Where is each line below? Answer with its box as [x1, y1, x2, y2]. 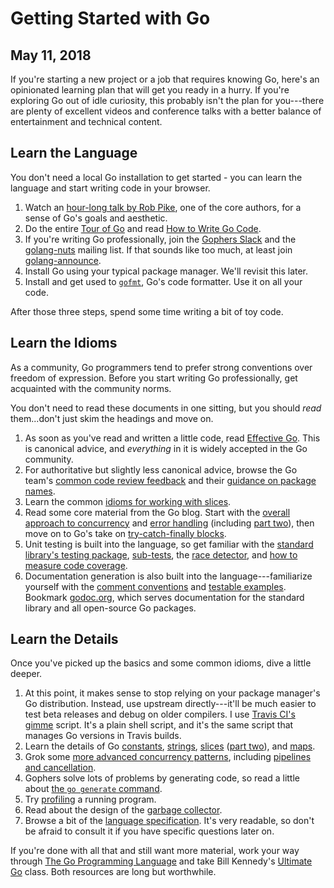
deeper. [10, 668, 43, 680]
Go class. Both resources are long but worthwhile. [10, 866, 217, 878]
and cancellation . [24, 762, 97, 774]
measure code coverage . [24, 559, 128, 571]
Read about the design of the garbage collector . [24, 804, 223, 816]
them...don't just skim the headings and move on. [10, 412, 214, 424]
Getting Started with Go [10, 7, 211, 30]
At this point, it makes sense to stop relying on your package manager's [24, 687, 321, 699]
